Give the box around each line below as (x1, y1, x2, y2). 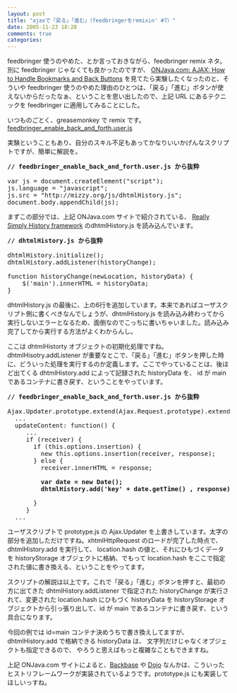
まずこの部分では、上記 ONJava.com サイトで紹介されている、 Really (7, 212, 210, 221)
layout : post (7, 10, 46, 18)
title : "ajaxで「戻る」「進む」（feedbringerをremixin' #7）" (7, 17, 176, 24)
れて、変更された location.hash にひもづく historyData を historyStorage (7, 596, 217, 604)
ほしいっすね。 (7, 678, 51, 687)
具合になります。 (7, 613, 56, 622)
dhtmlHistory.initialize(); (7, 251, 104, 260)
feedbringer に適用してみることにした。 (27, 101, 144, 109)
